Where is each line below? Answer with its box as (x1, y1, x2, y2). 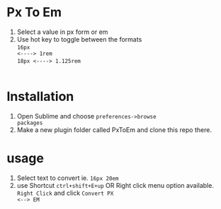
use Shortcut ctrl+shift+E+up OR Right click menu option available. (16, 181, 214, 189)
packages (16, 119, 43, 126)
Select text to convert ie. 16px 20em (16, 174, 119, 182)
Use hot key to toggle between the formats (16, 35, 142, 43)
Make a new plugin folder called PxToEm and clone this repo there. (16, 125, 212, 134)
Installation (6, 89, 74, 104)
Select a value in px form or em (16, 28, 108, 36)
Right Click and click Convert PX (16, 189, 114, 197)
